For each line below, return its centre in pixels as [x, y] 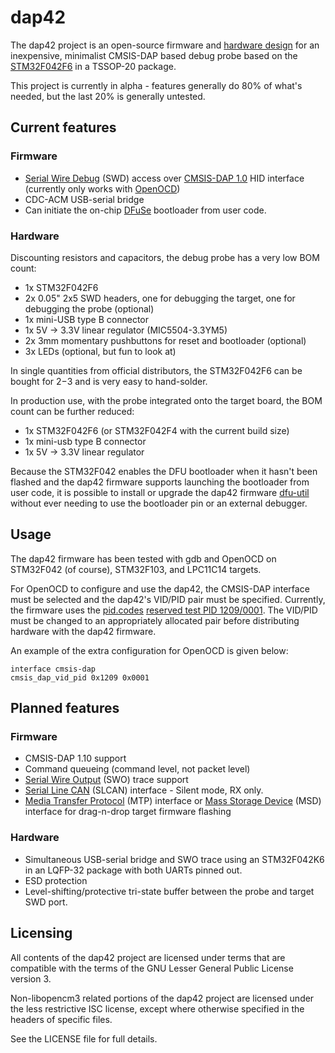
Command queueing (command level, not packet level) [137, 769]
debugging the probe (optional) [89, 308]
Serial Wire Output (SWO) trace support [106, 780]
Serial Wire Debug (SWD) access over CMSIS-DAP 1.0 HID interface [164, 178]
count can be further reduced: [72, 411]
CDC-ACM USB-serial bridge [84, 199]
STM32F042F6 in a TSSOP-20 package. [93, 66]
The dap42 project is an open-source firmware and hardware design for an [165, 45]
